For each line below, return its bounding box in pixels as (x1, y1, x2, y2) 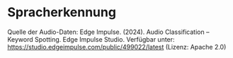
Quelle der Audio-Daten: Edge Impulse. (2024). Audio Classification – (7, 28, 210, 36)
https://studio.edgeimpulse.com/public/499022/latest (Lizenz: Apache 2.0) (7, 42, 227, 51)
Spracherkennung (7, 4, 117, 21)
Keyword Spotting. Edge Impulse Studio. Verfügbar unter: (7, 35, 175, 43)
